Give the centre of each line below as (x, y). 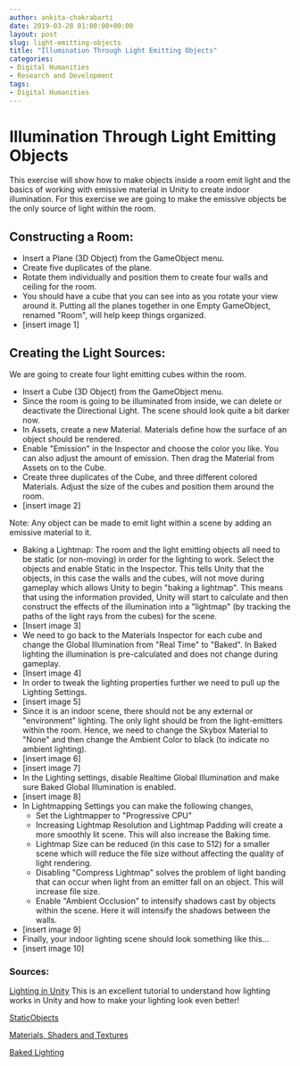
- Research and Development (62, 76)
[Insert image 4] (52, 673)
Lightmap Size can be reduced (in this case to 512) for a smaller (153, 844)
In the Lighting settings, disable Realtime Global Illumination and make (150, 777)
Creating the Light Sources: (87, 353)
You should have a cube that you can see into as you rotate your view (150, 297)
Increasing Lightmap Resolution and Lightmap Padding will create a (159, 825)
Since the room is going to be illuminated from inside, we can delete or (152, 401)
